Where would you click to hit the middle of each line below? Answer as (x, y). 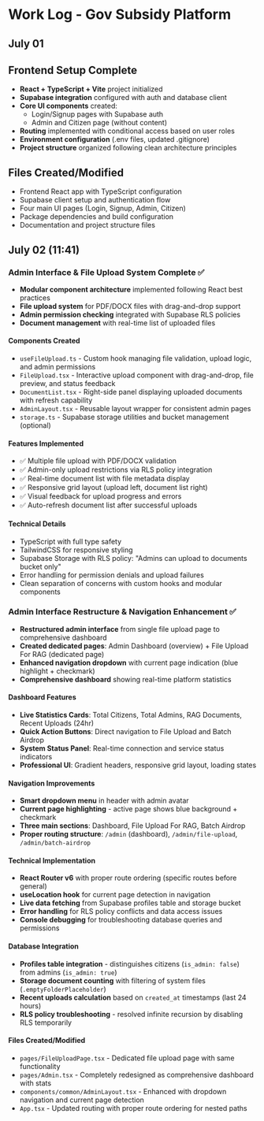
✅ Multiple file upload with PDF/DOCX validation (98, 461)
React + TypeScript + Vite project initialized (91, 89)
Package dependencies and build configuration (97, 217)
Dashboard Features (42, 697)
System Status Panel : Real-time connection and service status (122, 748)
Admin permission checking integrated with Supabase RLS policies (130, 314)
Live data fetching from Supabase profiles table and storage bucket (130, 903)
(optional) (35, 425)
